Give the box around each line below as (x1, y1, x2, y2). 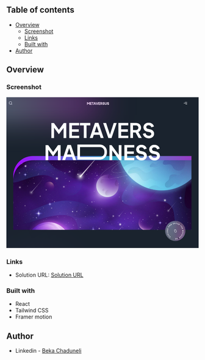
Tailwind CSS (15, 307, 49, 314)
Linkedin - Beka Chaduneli (15, 347, 82, 354)
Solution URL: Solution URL (15, 271, 84, 278)
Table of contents (6, 5, 74, 15)
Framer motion (15, 313, 52, 320)
